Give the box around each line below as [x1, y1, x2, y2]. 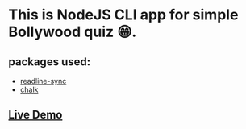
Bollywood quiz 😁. [8, 23, 137, 41]
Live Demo [8, 108, 63, 122]
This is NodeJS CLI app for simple [8, 6, 239, 24]
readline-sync [19, 77, 67, 85]
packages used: [8, 55, 91, 69]
